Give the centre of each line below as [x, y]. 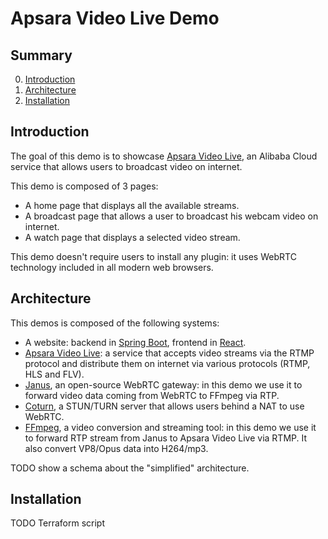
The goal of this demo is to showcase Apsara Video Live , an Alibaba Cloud [164, 156]
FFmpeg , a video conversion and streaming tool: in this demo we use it [170, 427]
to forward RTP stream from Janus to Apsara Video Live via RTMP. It [166, 438]
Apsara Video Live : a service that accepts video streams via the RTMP [169, 353]
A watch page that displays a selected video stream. [132, 237]
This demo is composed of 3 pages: [84, 186]
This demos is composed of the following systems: [115, 323]
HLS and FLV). [54, 374]
